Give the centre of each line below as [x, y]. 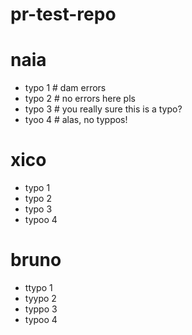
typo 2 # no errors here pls [80, 99]
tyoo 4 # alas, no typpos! [76, 120]
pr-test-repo [63, 14]
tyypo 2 [40, 298]
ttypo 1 [38, 287]
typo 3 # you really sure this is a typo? [103, 109]
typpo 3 [41, 309]
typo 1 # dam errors [65, 88]
